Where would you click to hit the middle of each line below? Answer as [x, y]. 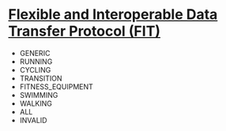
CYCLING [35, 69]
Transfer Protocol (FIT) [84, 31]
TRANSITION [41, 78]
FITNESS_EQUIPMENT [56, 86]
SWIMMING [39, 95]
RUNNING [36, 62]
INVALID [33, 120]
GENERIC [35, 53]
